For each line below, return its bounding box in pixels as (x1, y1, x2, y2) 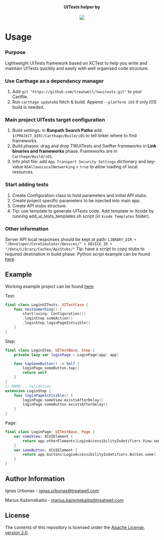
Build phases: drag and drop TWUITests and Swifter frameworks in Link (12, 143, 157, 149)
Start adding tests (5, 181, 49, 188)
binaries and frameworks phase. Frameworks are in (12, 148, 118, 154)
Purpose (5, 49, 26, 56)
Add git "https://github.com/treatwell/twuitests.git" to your (12, 88, 143, 94)
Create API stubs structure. (12, 203, 67, 209)
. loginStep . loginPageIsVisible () (22, 321, 91, 325)
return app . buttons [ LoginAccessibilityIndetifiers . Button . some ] (22, 452, 156, 457)
